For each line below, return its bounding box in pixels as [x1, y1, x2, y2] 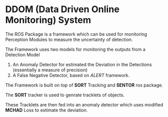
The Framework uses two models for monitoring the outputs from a [5, 46, 146, 52]
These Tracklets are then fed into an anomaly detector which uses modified [5, 101, 163, 107]
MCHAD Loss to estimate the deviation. [5, 107, 88, 113]
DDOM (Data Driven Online [5, 4, 120, 15]
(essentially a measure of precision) [12, 67, 88, 73]
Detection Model [5, 52, 40, 58]
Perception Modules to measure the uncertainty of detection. [5, 36, 133, 43]
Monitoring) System [5, 14, 91, 26]
